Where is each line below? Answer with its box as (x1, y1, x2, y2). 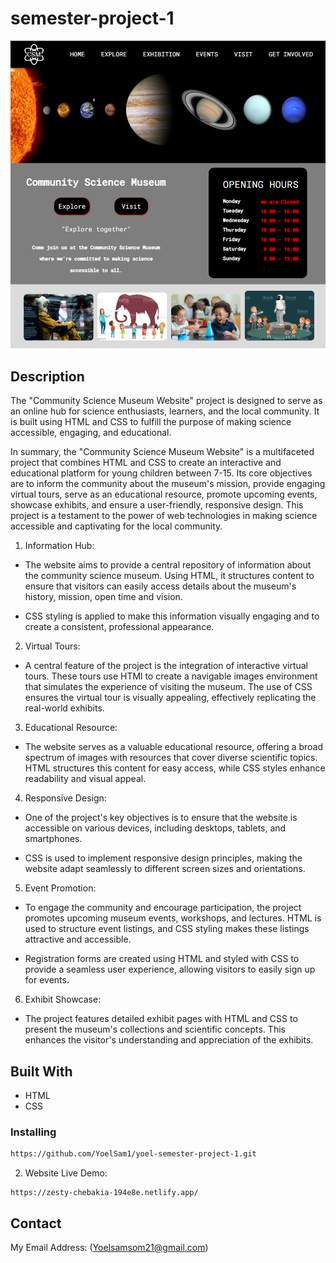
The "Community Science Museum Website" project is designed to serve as (10, 395, 323, 407)
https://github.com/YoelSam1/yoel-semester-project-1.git (10, 1149, 257, 1159)
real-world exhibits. (24, 702, 105, 714)
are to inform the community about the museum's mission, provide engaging (10, 478, 326, 490)
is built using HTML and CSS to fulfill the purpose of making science (10, 416, 292, 428)
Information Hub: (24, 540, 95, 552)
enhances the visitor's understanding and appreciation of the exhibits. (24, 1034, 314, 1046)
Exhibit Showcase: (24, 993, 102, 1006)
